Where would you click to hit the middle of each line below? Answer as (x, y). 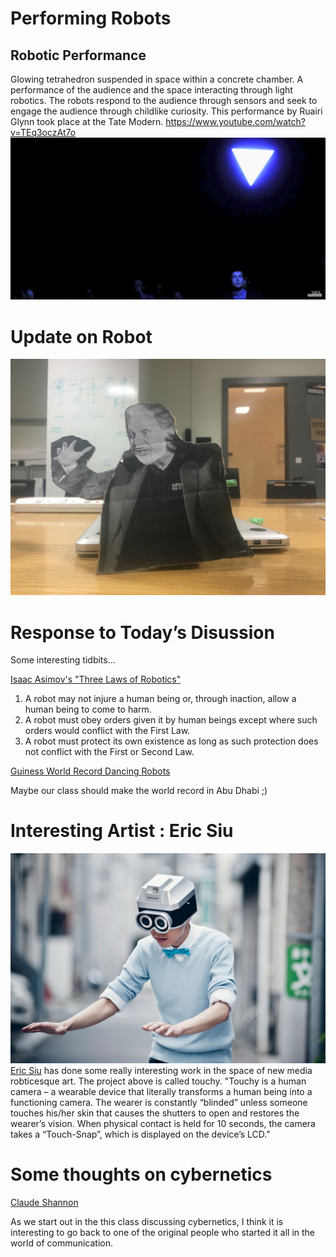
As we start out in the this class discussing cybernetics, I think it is (147, 1221)
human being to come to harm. (88, 709)
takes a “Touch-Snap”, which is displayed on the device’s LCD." (140, 1134)
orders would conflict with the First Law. (107, 731)
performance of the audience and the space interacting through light (151, 90)
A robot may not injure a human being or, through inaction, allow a (160, 699)
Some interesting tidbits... (63, 660)
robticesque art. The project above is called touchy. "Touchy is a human (158, 1081)
